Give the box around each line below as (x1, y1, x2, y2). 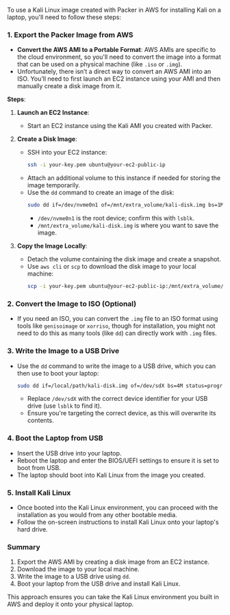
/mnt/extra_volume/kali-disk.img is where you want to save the (37, 222, 219, 230)
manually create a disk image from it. (16, 82, 122, 90)
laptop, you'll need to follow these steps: (7, 13, 122, 21)
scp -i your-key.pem (27, 283, 86, 290)
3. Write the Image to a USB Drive (7, 346, 120, 356)
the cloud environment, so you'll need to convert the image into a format (16, 53, 221, 61)
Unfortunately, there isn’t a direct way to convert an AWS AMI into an (16, 68, 212, 76)
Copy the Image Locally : (16, 242, 88, 250)
